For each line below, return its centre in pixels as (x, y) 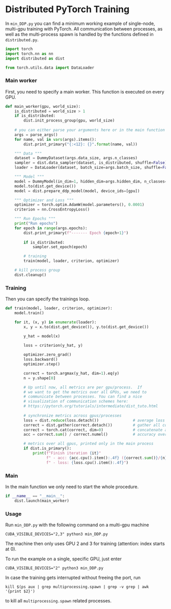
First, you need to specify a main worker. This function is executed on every (85, 92)
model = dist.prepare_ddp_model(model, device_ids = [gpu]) (77, 191)
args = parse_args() (36, 135)
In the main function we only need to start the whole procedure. (72, 486)
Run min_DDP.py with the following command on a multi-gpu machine (77, 525)
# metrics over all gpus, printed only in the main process (89, 444)
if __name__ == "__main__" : (35, 496)
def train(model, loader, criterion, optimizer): (59, 309)
